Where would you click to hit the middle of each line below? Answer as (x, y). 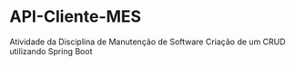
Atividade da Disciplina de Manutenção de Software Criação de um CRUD (147, 42)
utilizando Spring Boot (51, 51)
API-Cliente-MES (76, 17)
